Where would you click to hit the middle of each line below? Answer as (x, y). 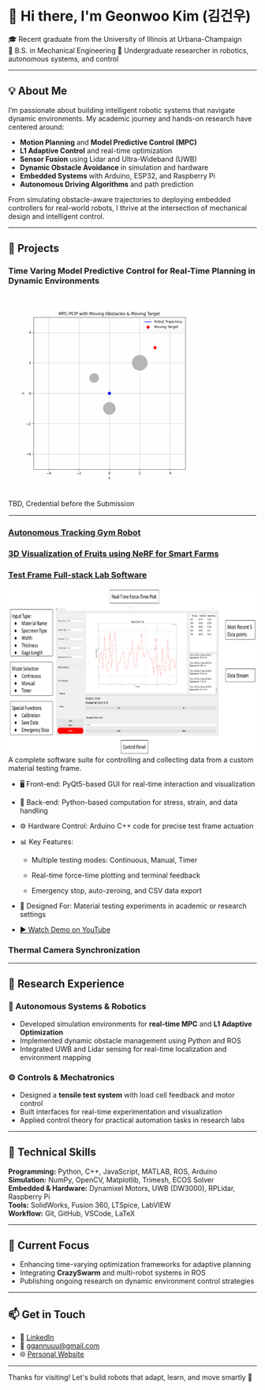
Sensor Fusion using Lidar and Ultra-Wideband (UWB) (108, 159)
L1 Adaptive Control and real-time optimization (96, 150)
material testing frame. (45, 768)
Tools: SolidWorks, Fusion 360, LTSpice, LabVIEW (90, 1204)
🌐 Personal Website (52, 1354)
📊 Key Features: (46, 841)
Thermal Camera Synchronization (74, 950)
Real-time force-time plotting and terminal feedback (116, 875)
